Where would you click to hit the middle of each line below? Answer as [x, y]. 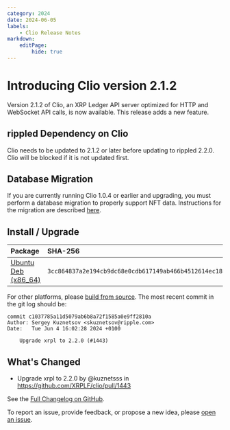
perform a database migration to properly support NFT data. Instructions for [114, 203]
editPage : [34, 45]
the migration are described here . [54, 210]
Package [25, 251]
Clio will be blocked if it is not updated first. [68, 157]
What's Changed [44, 362]
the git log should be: [37, 304]
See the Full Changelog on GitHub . [56, 399]
